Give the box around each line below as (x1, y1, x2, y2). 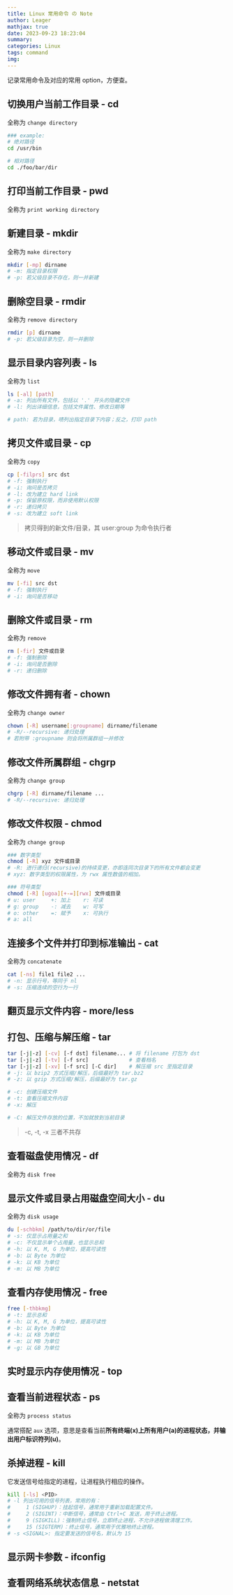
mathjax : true (7, 23, 49, 30)
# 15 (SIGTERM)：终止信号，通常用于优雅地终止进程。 (7, 1523, 157, 1531)
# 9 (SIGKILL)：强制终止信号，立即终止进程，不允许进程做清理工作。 (7, 1517, 195, 1524)
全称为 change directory (7, 118, 78, 127)
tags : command (7, 50, 49, 57)
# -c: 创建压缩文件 (7, 1088, 58, 1096)
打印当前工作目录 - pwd (7, 185, 109, 197)
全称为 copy (7, 457, 40, 465)
